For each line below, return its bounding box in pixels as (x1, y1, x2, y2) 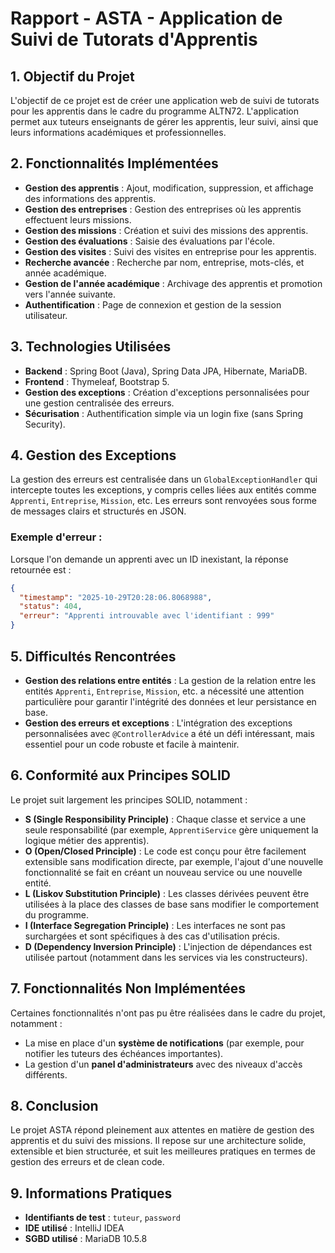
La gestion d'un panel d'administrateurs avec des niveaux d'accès (24, 1058, 303, 1070)
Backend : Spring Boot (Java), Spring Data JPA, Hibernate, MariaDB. (24, 365, 308, 377)
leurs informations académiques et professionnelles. (10, 127, 227, 138)
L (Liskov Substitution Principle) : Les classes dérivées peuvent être (24, 887, 310, 899)
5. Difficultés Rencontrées (10, 648, 177, 665)
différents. (24, 1068, 68, 1081)
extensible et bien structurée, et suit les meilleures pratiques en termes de (10, 1145, 316, 1157)
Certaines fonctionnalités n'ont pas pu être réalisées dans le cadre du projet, (10, 1007, 326, 1019)
